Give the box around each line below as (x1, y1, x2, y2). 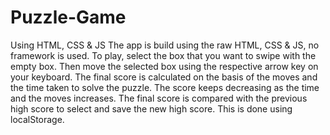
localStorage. (10, 113, 65, 125)
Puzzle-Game (10, 6, 127, 29)
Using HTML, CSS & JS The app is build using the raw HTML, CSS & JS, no (10, 39, 320, 51)
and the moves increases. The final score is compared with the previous (10, 92, 308, 104)
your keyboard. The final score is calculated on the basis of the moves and (10, 71, 318, 83)
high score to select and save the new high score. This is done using (10, 102, 293, 115)
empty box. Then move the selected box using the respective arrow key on (10, 60, 319, 72)
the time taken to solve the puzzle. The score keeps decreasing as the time (10, 81, 320, 93)
